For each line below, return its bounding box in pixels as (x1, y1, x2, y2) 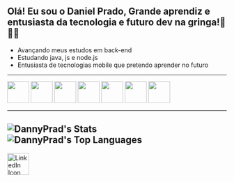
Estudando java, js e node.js (17, 53, 98, 61)
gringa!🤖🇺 (187, 17, 226, 29)
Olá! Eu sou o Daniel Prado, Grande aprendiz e (7, 6, 210, 17)
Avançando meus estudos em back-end (17, 45, 132, 54)
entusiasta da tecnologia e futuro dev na (7, 17, 186, 29)
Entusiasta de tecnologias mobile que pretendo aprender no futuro (17, 61, 209, 69)
